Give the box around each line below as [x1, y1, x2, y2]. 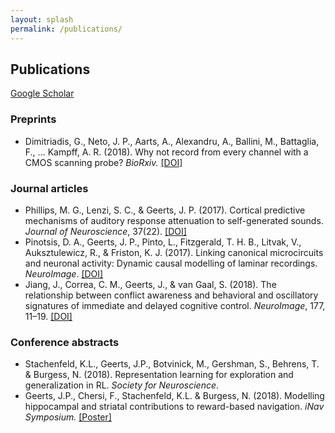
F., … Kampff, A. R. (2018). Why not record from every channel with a [24, 146, 309, 158]
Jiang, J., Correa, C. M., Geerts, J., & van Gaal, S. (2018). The [24, 278, 277, 290]
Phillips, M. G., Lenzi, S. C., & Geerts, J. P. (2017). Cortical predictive [24, 204, 306, 216]
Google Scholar [10, 87, 75, 100]
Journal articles [10, 181, 89, 195]
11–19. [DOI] [24, 310, 73, 322]
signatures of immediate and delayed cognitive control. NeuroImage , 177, [24, 299, 326, 311]
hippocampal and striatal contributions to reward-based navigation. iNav [24, 401, 325, 413]
